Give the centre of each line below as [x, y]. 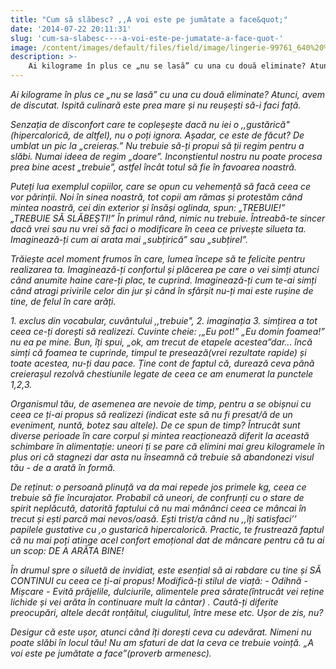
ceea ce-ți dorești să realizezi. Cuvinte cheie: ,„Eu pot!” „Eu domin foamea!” [167, 331]
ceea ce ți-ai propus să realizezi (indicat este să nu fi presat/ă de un [151, 414]
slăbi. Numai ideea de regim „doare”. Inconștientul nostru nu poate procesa [166, 156]
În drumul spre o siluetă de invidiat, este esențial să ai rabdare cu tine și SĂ [166, 570]
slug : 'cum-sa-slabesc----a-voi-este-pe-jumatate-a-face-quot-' [147, 38]
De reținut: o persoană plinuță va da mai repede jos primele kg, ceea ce [158, 487]
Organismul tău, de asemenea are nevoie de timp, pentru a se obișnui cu [161, 404]
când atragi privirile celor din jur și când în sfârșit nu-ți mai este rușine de [162, 290]
